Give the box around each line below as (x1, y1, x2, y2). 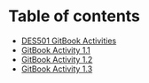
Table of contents (8, 6, 141, 26)
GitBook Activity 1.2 (20, 54, 93, 64)
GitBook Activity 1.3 (20, 64, 93, 74)
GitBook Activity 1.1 (20, 44, 90, 55)
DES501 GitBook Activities (20, 35, 117, 46)
